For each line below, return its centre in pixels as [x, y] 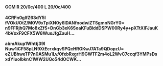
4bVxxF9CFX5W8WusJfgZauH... [40, 33]
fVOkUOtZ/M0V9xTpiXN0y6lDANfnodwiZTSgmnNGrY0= [65, 23]
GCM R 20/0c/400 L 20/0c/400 [38, 7]
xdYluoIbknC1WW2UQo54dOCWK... [43, 59]
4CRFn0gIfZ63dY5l [25, 18]
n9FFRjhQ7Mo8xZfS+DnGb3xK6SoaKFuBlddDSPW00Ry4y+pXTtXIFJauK [81, 28]
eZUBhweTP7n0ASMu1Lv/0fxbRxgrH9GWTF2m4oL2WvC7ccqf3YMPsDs [81, 54]
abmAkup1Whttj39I [25, 44]
